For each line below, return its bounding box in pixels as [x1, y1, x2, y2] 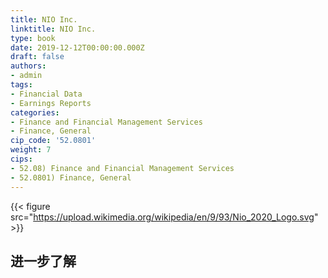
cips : [10, 154, 33, 164]
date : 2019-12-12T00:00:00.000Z [10, 42, 145, 53]
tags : [10, 80, 33, 90]
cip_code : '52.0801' [10, 136, 97, 146]
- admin [10, 71, 43, 81]
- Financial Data [10, 89, 83, 99]
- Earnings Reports [10, 98, 92, 108]
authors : [10, 61, 47, 71]
